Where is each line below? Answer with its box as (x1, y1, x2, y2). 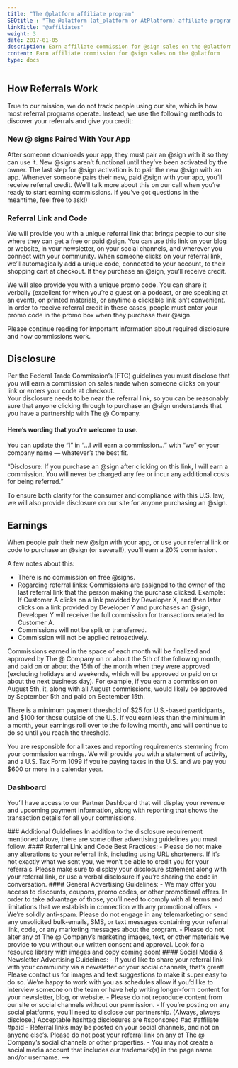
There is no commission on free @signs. (17, 573, 136, 581)
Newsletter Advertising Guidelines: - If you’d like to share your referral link (7, 955, 223, 964)
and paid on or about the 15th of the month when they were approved (7, 662, 210, 670)
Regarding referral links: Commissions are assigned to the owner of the (17, 580, 225, 589)
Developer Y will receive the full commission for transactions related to (17, 610, 225, 619)
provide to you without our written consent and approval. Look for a (7, 940, 205, 949)
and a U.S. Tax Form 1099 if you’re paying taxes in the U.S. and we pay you (7, 757, 227, 765)
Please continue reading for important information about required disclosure (7, 325, 229, 333)
